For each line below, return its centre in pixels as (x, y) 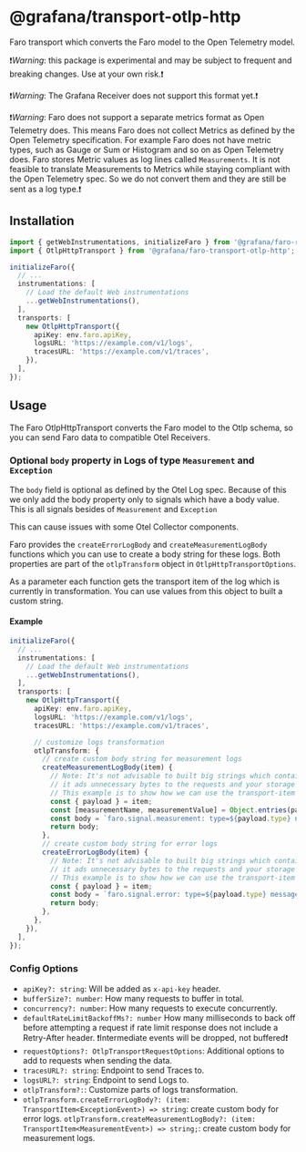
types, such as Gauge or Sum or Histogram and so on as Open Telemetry (147, 149)
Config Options (44, 969)
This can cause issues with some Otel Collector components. (124, 527)
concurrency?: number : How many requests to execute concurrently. (150, 1008)
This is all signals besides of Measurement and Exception (113, 509)
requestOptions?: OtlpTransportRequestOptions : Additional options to (153, 1051)
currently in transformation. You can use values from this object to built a (146, 591)
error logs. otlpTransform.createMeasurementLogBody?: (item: (139, 1118)
